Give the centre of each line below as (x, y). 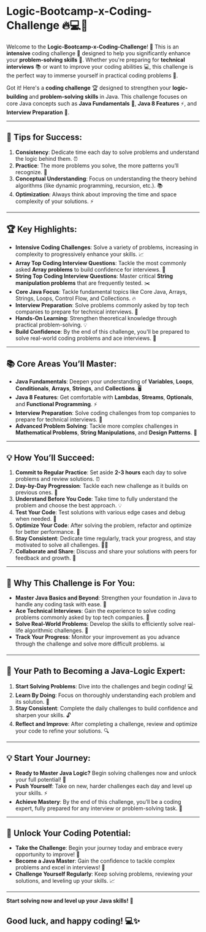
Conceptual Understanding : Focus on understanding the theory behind (106, 179)
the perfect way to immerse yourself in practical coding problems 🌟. (92, 75)
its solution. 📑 (32, 701)
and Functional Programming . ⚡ (56, 404)
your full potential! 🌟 (40, 779)
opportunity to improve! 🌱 (48, 855)
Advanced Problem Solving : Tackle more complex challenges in (97, 426)
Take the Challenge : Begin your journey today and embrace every (99, 848)
